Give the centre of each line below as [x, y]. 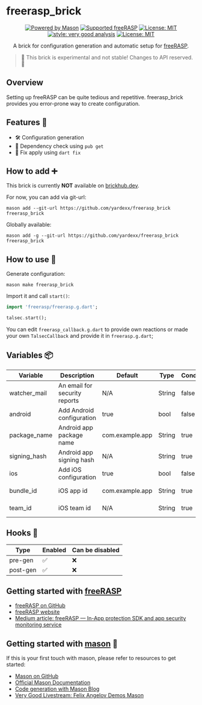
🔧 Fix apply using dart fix [48, 152]
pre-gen [21, 560]
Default [127, 375]
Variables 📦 [30, 356]
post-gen [23, 570]
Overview [25, 83]
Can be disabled [96, 550]
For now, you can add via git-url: [46, 197]
